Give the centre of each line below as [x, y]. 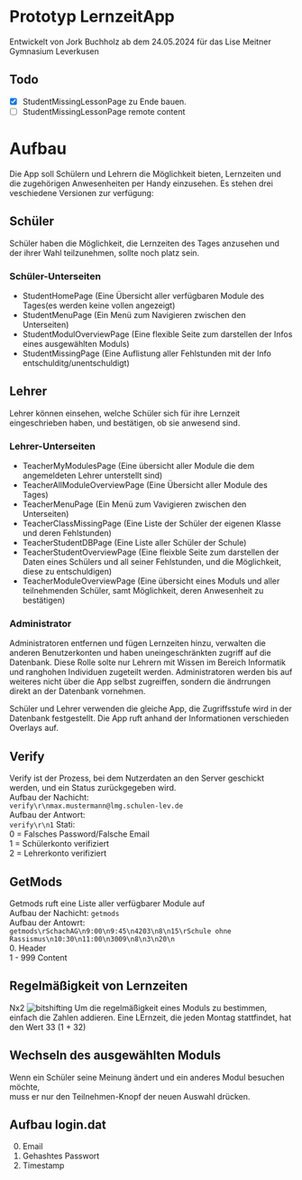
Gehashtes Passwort [61, 1156]
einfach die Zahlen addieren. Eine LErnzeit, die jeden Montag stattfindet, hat [151, 1017]
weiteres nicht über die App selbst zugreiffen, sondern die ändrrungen [140, 682]
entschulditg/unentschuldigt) [76, 362]
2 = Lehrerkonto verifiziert [58, 853]
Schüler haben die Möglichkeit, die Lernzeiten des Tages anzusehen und [144, 243]
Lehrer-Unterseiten [53, 446]
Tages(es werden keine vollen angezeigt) [99, 305]
